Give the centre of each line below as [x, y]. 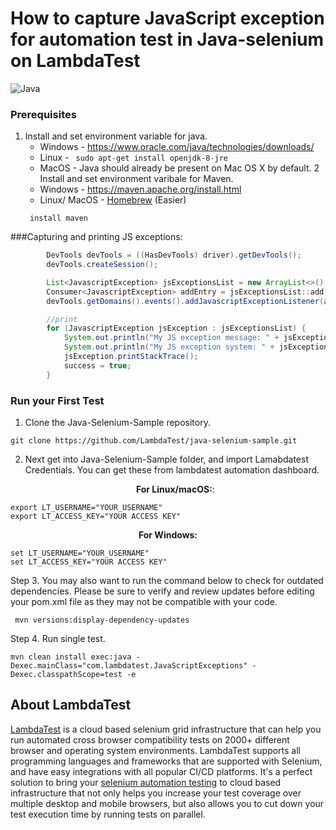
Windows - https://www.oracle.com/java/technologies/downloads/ [177, 147]
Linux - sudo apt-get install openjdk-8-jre [133, 158]
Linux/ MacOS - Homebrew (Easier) [113, 200]
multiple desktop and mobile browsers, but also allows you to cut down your [167, 803]
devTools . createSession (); [102, 265]
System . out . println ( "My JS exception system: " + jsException [196, 347]
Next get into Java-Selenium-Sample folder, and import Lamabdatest [166, 459]
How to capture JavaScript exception [167, 18]
